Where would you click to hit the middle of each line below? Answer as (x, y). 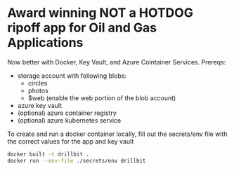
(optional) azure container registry (67, 113)
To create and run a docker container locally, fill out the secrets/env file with (117, 134)
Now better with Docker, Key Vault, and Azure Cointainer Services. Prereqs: (117, 62)
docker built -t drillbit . (48, 154)
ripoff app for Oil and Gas (82, 28)
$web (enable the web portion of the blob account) (102, 98)
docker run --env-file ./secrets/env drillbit (77, 160)
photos (38, 90)
